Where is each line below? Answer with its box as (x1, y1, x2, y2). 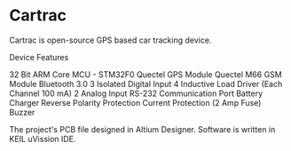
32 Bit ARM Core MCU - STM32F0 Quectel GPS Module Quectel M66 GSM (9, 68, 282, 80)
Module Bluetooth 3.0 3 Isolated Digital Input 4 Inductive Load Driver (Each (9, 78, 283, 89)
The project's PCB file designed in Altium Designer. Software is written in (9, 123, 276, 134)
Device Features (9, 52, 69, 62)
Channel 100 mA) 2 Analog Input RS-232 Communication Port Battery (9, 88, 263, 99)
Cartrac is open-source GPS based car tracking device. (9, 35, 212, 45)
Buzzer (9, 107, 35, 117)
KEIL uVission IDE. (9, 133, 76, 144)
